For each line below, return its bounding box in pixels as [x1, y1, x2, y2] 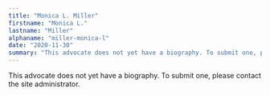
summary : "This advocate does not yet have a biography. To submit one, [8, 49, 257, 57]
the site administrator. [8, 79, 80, 89]
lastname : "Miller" [8, 26, 74, 34]
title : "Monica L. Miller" [8, 11, 99, 20]
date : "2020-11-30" [8, 42, 74, 49]
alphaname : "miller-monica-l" [8, 34, 110, 42]
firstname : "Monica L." [8, 19, 88, 27]
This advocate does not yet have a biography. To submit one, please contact [8, 71, 262, 80]
